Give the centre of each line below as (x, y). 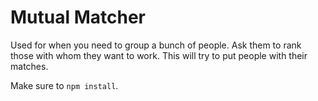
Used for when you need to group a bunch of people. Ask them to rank (156, 45)
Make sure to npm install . (64, 85)
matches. (29, 66)
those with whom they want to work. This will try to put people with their (159, 55)
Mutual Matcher (78, 17)
